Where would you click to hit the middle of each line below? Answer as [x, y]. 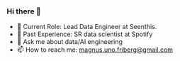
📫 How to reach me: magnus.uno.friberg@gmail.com [95, 50]
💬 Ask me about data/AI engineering [70, 42]
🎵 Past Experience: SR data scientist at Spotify [85, 34]
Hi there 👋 [24, 11]
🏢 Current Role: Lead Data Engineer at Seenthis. [87, 27]
